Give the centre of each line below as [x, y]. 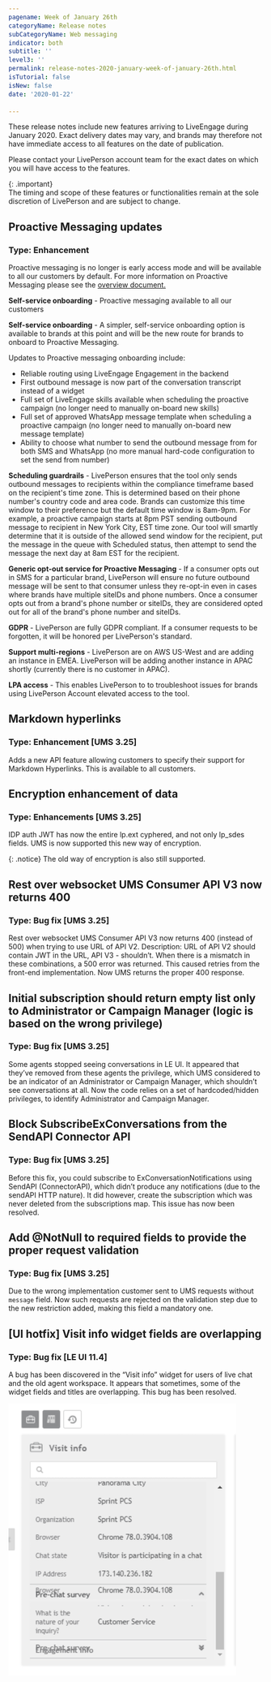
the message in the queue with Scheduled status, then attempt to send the [133, 544]
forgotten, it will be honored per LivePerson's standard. [100, 636]
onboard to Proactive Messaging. [64, 342]
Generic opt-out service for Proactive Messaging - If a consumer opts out [134, 569]
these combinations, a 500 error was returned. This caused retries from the [134, 964]
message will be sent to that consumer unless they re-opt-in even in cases [133, 586]
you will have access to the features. [70, 168]
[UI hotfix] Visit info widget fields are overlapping [135, 1334]
